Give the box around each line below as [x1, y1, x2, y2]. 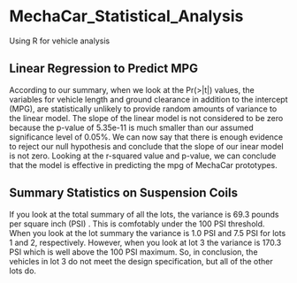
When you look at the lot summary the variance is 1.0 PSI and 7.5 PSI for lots [9, 227, 286, 238]
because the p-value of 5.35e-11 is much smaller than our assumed [9, 122, 254, 133]
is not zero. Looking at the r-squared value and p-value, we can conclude [9, 150, 277, 161]
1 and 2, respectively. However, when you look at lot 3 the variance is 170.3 [9, 237, 282, 248]
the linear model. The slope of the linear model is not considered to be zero [9, 112, 284, 123]
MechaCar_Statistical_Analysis [9, 6, 244, 27]
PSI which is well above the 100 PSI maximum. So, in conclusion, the [9, 246, 258, 257]
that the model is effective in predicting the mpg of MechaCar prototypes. [9, 159, 278, 170]
